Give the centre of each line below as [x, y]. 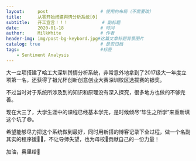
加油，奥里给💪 [23, 151]
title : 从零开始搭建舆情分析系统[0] [52, 17]
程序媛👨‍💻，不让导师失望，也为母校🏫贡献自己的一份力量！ [90, 139]
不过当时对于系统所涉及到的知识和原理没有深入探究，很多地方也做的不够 [93, 92]
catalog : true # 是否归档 [65, 44]
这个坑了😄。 [22, 119]
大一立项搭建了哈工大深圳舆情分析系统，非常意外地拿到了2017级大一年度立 [96, 72]
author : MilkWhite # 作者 [60, 33]
